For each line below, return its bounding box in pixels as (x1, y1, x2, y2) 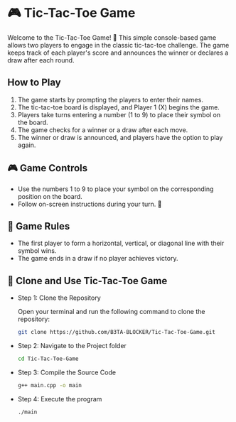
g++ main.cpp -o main (17, 382, 82, 389)
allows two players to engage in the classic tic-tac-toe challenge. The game (7, 40, 230, 49)
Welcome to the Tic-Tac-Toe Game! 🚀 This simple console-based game (7, 33, 217, 42)
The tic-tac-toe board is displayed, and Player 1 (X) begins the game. (17, 103, 220, 112)
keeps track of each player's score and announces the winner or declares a (7, 48, 229, 57)
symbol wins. (17, 247, 57, 255)
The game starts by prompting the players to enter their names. (17, 95, 204, 104)
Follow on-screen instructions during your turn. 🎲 (17, 200, 162, 208)
